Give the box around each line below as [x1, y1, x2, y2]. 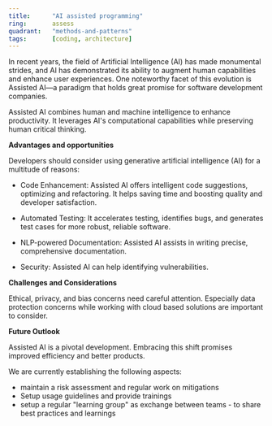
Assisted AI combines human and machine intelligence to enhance [8, 107, 231, 117]
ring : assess [8, 20, 75, 28]
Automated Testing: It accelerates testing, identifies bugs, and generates [19, 213, 264, 224]
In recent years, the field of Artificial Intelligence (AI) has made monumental [8, 57, 261, 67]
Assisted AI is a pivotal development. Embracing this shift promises [8, 342, 233, 352]
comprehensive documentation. [19, 246, 127, 256]
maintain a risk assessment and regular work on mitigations [19, 383, 219, 393]
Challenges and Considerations [8, 278, 118, 288]
